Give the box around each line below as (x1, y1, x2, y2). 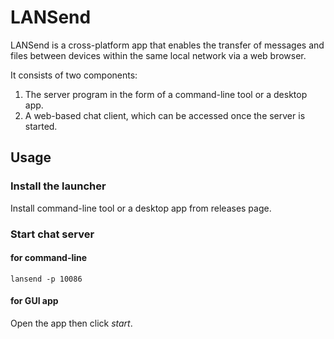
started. (24, 120, 58, 132)
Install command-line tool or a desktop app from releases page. (10, 202, 272, 214)
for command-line (10, 252, 88, 264)
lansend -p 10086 (10, 274, 83, 284)
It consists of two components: (10, 69, 138, 81)
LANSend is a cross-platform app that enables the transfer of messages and (10, 39, 325, 51)
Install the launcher (10, 179, 107, 193)
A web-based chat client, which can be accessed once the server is (24, 109, 306, 121)
